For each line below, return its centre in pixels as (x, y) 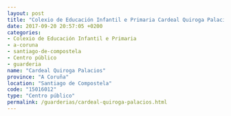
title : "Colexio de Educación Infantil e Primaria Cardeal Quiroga (106, 20)
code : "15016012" (32, 89)
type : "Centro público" (41, 96)
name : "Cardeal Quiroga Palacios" (57, 70)
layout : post (26, 13)
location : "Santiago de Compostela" (59, 83)
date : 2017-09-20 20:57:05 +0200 (55, 26)
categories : (24, 32)
